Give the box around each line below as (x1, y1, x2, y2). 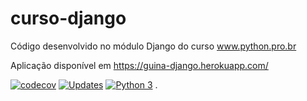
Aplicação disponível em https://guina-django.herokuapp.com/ (10, 59, 269, 71)
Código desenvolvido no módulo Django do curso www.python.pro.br (10, 40, 297, 52)
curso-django (10, 7, 127, 30)
